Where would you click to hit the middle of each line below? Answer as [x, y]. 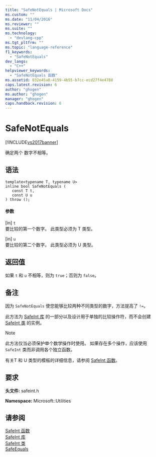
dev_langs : [17, 61]
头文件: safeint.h [22, 391]
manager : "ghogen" [24, 99]
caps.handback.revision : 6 [33, 104]
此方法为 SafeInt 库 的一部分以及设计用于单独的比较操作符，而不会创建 [78, 316]
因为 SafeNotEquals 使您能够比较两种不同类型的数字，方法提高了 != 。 [77, 306]
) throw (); [18, 199]
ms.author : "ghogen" [27, 94]
